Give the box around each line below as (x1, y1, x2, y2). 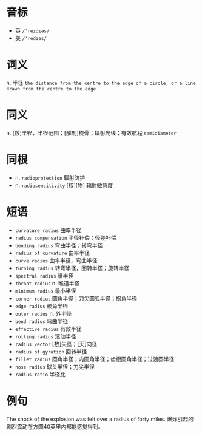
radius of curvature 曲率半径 (15, 249, 90, 256)
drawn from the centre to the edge (6, 86, 96, 92)
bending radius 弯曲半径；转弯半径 (15, 241, 103, 249)
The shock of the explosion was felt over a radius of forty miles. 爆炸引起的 (6, 415, 194, 423)
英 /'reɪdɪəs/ (15, 27, 50, 34)
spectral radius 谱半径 (15, 271, 74, 279)
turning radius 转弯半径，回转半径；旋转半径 (15, 264, 129, 271)
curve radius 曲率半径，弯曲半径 (15, 256, 98, 264)
